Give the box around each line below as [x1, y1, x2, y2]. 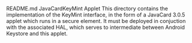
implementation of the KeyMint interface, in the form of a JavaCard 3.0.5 [6, 11, 185, 18]
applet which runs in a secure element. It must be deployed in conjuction [6, 18, 186, 24]
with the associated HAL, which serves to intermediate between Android [6, 24, 185, 31]
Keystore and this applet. [6, 30, 68, 37]
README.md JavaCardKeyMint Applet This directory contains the [6, 5, 168, 12]
